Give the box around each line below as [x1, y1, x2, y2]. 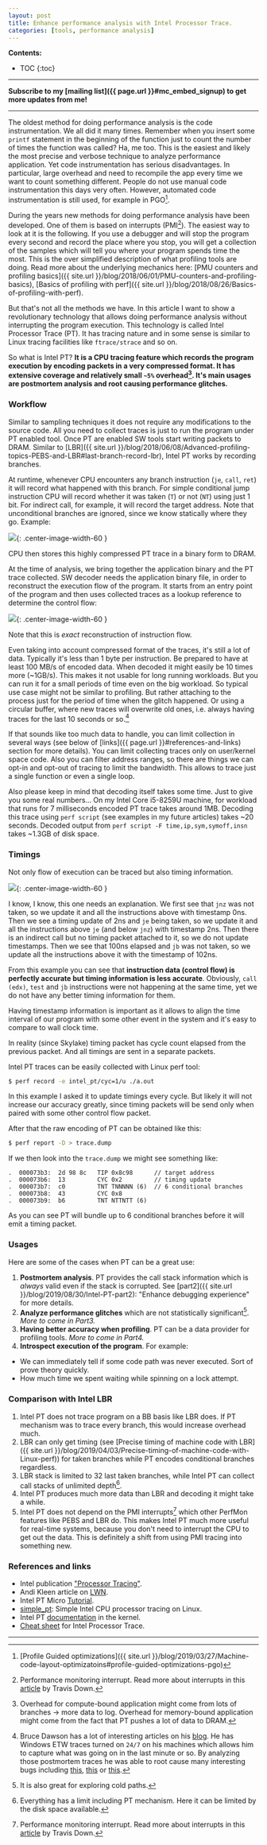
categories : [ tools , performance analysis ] [8, 26, 155, 34]
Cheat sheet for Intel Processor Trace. [19, 1621, 145, 1630]
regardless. [19, 1462, 57, 1471]
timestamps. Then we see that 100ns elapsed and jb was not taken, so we [8, 941, 251, 951]
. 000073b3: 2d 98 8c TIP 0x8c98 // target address [8, 1169, 215, 1177]
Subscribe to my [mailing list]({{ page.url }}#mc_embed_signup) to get [8, 87, 247, 96]
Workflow [8, 399, 48, 410]
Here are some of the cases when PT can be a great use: [8, 1257, 195, 1266]
